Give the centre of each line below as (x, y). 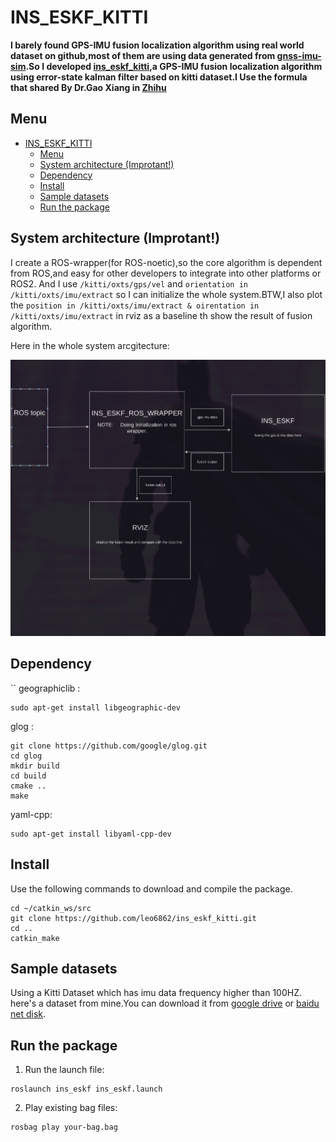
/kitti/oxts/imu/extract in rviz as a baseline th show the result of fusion (161, 315)
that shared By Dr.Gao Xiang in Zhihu (88, 87)
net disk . (28, 1014)
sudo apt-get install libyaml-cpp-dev (91, 834)
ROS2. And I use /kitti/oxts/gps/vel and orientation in (129, 283)
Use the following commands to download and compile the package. (151, 888)
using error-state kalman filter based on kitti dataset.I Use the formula (159, 77)
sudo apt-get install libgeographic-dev (96, 707)
